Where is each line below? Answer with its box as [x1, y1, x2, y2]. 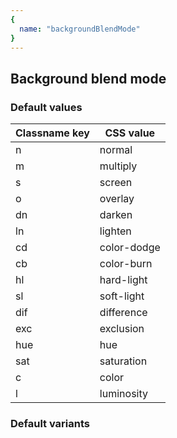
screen [99, 176, 133, 190]
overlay [99, 192, 135, 206]
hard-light [99, 273, 148, 287]
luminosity [99, 387, 148, 401]
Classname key [15, 126, 90, 140]
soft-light [99, 289, 145, 303]
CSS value [104, 126, 156, 140]
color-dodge [99, 241, 161, 255]
